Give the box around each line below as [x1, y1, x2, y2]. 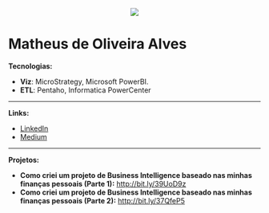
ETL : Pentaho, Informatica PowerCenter [19, 85, 151, 95]
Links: [8, 108, 30, 117]
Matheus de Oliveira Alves [8, 35, 187, 53]
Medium [19, 132, 48, 141]
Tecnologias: [8, 61, 53, 71]
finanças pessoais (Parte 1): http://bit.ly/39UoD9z [19, 179, 187, 188]
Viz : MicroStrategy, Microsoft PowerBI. [19, 77, 149, 86]
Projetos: [8, 155, 40, 164]
